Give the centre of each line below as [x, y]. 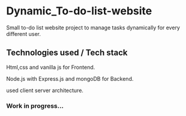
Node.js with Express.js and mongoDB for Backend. [70, 78]
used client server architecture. [45, 90]
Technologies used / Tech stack [67, 53]
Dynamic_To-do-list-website [79, 11]
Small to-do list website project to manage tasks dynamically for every [93, 28]
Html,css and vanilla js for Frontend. [51, 67]
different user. [23, 33]
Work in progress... [35, 106]
